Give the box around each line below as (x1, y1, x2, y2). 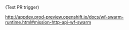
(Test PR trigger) (5, 4, 39, 10)
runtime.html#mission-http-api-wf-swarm (5, 19, 91, 25)
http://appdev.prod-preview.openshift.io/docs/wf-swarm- (5, 14, 124, 19)
